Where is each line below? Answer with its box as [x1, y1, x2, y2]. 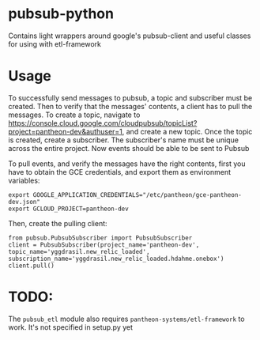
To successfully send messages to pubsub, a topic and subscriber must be [8, 93, 253, 103]
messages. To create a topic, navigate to [8, 110, 141, 119]
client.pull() [8, 262, 55, 270]
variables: [8, 176, 40, 185]
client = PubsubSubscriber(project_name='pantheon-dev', [8, 240, 200, 249]
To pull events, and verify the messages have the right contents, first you [8, 159, 246, 168]
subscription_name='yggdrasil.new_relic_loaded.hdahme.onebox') [8, 255, 224, 263]
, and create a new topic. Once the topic [122, 127, 253, 136]
